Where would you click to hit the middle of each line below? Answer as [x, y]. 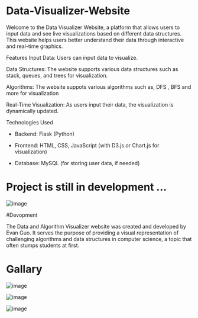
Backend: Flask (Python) [45, 134]
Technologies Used [30, 122]
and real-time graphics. [35, 46]
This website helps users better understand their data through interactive [95, 40]
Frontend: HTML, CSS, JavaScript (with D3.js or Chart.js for [87, 145]
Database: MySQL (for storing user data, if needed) [77, 163]
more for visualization [33, 93]
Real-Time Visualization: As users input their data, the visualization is [90, 104]
